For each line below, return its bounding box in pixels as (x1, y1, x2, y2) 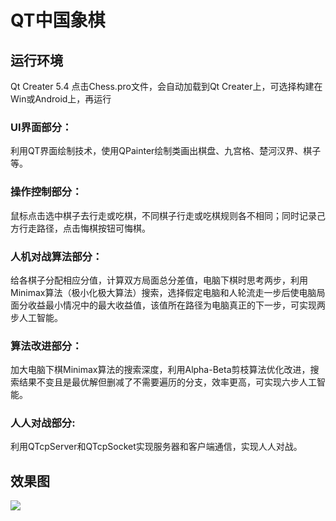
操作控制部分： (10, 185, 83, 199)
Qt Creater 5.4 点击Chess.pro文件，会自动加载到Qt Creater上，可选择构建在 (10, 81, 323, 92)
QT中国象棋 (10, 9, 106, 32)
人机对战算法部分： (10, 249, 103, 263)
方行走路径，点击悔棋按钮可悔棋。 (10, 222, 151, 234)
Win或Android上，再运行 (10, 93, 112, 105)
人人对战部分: (10, 416, 76, 430)
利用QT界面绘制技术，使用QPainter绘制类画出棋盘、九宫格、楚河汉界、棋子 (10, 145, 322, 157)
